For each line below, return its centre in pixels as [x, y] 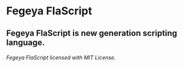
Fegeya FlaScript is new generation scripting [92, 33]
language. [26, 42]
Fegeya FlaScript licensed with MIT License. [61, 57]
